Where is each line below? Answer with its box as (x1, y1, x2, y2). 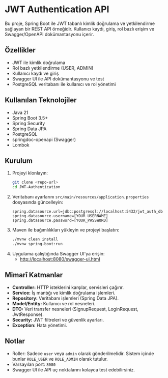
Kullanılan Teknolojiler (5, 96, 77, 105)
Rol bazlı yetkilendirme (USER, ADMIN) (12, 65, 94, 71)
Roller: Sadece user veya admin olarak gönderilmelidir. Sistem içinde (12, 350, 154, 357)
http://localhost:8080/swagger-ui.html (19, 256, 100, 262)
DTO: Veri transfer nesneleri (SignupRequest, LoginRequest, (12, 306, 138, 312)
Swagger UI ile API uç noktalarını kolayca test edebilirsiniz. (12, 366, 135, 372)
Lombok (12, 141, 30, 148)
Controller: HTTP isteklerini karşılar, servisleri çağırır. (12, 284, 124, 290)
